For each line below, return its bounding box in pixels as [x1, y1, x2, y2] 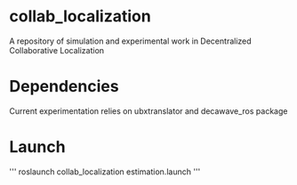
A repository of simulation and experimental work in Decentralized [9, 36, 252, 46]
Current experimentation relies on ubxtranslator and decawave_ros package [9, 105, 288, 117]
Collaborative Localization [9, 44, 105, 55]
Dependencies [9, 76, 119, 97]
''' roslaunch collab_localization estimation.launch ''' [9, 166, 201, 177]
